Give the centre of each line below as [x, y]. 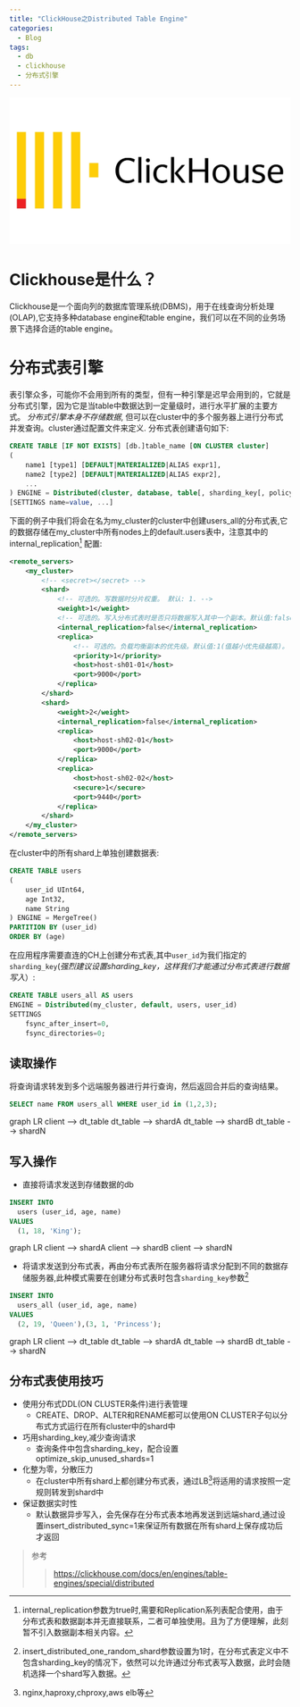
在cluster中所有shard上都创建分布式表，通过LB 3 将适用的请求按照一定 [163, 1480]
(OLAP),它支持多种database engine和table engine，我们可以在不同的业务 [144, 318]
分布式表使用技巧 [56, 1381]
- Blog [29, 38]
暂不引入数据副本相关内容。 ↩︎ [78, 1632]
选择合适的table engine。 [71, 329]
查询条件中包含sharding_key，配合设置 [107, 1449]
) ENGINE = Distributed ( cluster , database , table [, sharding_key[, [137, 493]
